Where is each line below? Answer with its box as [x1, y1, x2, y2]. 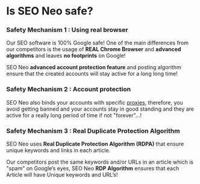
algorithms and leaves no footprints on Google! [6, 52, 126, 60]
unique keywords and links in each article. [6, 147, 111, 154]
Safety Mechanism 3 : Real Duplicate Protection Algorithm [6, 126, 180, 135]
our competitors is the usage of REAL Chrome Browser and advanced [6, 46, 181, 53]
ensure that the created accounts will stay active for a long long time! [6, 70, 178, 78]
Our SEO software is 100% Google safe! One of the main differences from [6, 39, 189, 46]
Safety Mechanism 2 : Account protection [6, 85, 131, 94]
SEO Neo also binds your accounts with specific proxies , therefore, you [6, 99, 183, 106]
